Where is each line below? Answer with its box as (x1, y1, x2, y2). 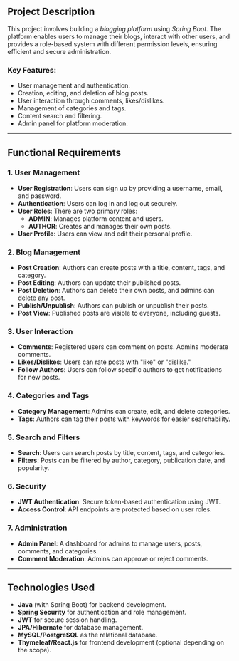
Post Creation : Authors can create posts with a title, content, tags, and (17, 264, 225, 272)
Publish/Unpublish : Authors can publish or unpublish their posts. (17, 301, 210, 310)
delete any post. (17, 293, 65, 302)
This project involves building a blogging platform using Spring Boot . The (7, 24, 222, 33)
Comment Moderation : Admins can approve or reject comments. (17, 554, 209, 563)
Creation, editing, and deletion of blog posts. (17, 89, 149, 98)
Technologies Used (7, 581, 95, 593)
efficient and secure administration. (7, 47, 112, 56)
